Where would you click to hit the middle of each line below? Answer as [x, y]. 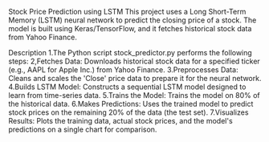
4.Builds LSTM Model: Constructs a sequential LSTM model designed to [127, 87]
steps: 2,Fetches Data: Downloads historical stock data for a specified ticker [134, 61]
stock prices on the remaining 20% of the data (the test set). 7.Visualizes [128, 112]
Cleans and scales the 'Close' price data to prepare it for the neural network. [135, 78]
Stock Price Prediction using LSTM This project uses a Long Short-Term [127, 12]
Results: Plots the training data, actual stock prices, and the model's [120, 121]
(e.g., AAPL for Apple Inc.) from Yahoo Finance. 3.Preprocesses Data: [123, 70]
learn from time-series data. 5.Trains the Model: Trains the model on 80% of [134, 95]
